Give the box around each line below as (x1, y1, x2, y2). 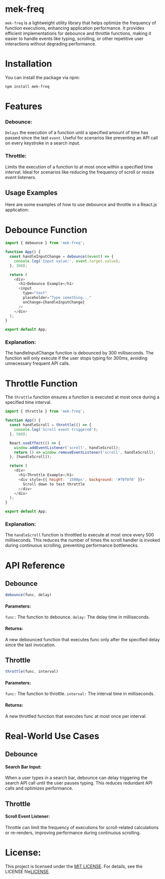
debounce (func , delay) (5, 592, 52, 598)
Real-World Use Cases (5, 730, 100, 742)
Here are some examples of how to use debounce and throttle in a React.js (5, 202, 157, 208)
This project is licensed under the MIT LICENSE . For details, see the (5, 864, 143, 869)
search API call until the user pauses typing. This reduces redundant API (5, 780, 153, 786)
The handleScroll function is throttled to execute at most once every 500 (5, 532, 154, 538)
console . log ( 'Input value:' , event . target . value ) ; (14, 259, 121, 264)
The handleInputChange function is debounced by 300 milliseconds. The (5, 350, 154, 356)
